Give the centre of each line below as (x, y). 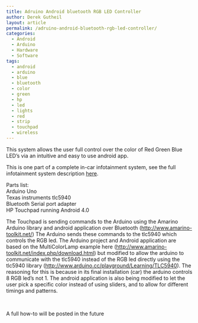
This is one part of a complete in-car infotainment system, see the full (91, 167)
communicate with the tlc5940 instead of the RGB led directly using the (93, 259)
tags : (13, 61)
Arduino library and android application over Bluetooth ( (74, 228)
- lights (22, 111)
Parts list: (17, 185)
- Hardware (25, 50)
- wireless (25, 133)
